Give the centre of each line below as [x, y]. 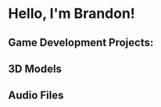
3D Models [35, 68]
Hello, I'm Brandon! [72, 14]
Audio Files [36, 96]
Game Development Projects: [81, 43]
